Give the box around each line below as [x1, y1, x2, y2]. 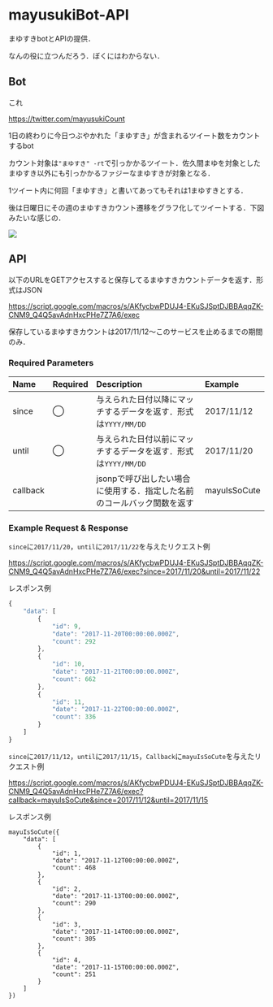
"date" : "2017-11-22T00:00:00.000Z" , [51, 705, 180, 714]
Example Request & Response [8, 522, 128, 533]
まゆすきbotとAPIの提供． [8, 33, 95, 43]
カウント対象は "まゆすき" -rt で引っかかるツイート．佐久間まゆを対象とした [8, 158, 262, 167]
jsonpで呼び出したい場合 [96, 473, 191, 484]
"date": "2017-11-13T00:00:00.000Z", [51, 892, 180, 900]
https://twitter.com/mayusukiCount [8, 114, 126, 124]
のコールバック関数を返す [96, 497, 194, 509]
